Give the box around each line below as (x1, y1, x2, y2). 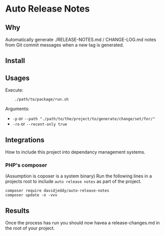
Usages (5, 74, 30, 82)
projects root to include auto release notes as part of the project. (5, 178, 142, 184)
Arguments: (5, 106, 30, 112)
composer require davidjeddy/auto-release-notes (5, 188, 109, 194)
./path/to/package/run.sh (14, 97, 69, 102)
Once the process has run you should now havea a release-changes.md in (5, 220, 160, 226)
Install (5, 57, 25, 65)
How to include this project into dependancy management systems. (5, 149, 145, 155)
